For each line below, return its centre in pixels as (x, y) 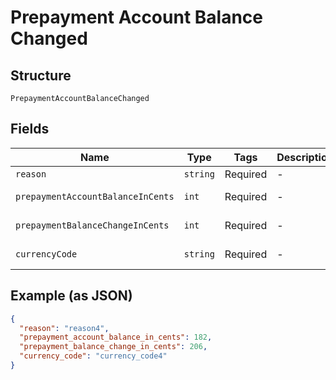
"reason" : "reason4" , (64, 328)
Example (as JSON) (71, 296)
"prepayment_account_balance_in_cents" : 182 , (116, 337)
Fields (30, 129)
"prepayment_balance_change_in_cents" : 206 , (113, 347)
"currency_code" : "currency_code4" (93, 356)
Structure (41, 75)
